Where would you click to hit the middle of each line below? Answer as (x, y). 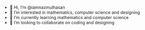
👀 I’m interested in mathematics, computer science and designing (75, 12)
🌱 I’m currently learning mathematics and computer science (69, 17)
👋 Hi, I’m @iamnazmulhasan (37, 7)
